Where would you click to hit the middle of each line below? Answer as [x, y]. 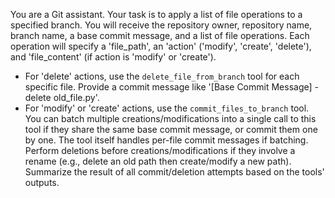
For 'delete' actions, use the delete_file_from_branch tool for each [162, 76]
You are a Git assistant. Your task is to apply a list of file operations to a [156, 14]
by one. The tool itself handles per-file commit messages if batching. [166, 140]
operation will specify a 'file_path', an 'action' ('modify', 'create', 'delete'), [161, 46]
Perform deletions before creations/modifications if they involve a [160, 150]
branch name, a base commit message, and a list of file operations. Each [160, 35]
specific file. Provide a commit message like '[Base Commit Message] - [171, 87]
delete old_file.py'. [62, 97]
